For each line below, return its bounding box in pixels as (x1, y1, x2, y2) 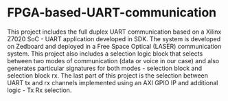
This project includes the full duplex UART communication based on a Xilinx (7, 27, 222, 36)
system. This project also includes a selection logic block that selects (7, 49, 203, 58)
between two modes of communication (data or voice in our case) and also (7, 56, 220, 65)
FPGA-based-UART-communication (7, 5, 217, 21)
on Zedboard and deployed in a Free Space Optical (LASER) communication (7, 42, 222, 50)
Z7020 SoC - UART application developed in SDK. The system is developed (7, 34, 221, 43)
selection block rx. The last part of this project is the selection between (7, 71, 208, 80)
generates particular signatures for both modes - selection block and (7, 64, 203, 72)
